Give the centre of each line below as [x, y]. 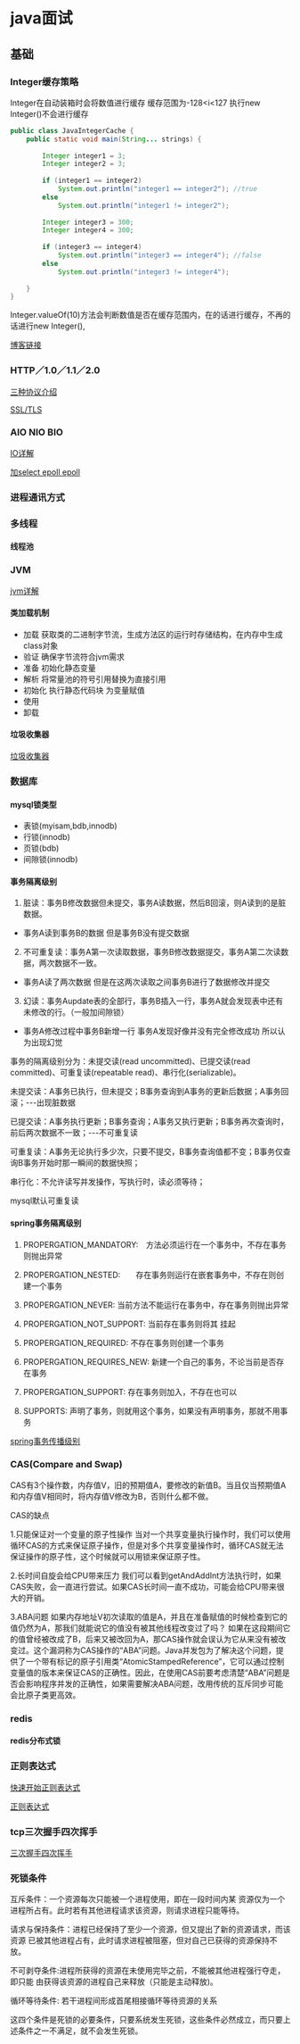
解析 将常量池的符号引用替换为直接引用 [94, 678]
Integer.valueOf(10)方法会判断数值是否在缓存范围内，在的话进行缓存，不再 [146, 315]
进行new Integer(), [51, 326]
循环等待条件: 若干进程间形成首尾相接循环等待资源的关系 [114, 2001]
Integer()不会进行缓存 [49, 113]
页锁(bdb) [41, 848]
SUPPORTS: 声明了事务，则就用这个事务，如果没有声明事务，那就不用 [151, 1410]
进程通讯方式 [38, 497]
